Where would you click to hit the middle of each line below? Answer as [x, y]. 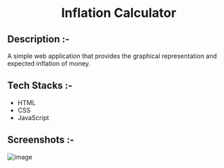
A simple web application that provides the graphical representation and [112, 56]
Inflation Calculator [119, 13]
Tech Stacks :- [40, 86]
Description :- [39, 39]
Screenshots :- [41, 140]
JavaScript [33, 117]
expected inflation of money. [49, 64]
